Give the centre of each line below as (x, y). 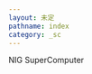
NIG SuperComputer (46, 60)
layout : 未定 (32, 18)
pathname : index (39, 26)
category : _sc (35, 34)
